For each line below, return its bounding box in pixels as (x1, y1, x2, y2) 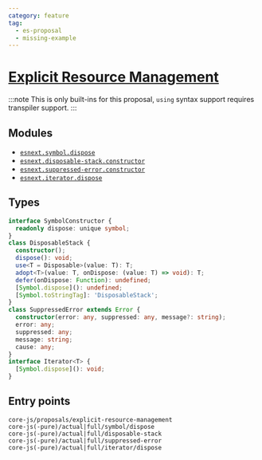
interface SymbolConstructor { (8, 217, 112, 225)
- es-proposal (15, 26, 62, 34)
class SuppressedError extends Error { (8, 306, 141, 314)
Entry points (8, 395, 71, 408)
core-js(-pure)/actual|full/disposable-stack (8, 430, 162, 438)
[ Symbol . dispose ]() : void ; (15, 365, 105, 373)
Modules (8, 126, 53, 140)
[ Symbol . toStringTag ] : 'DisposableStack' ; (15, 291, 158, 299)
